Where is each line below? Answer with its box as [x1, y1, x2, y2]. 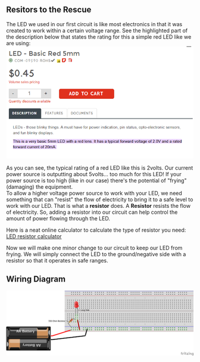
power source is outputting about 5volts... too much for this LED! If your [6, 170, 182, 177]
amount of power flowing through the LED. [6, 214, 110, 222]
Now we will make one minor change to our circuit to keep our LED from [6, 244, 183, 251]
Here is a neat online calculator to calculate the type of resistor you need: [6, 226, 186, 233]
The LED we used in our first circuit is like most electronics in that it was [6, 20, 183, 27]
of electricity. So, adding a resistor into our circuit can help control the [6, 208, 178, 216]
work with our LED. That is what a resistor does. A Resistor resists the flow [6, 202, 191, 209]
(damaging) [6, 183, 35, 190]
